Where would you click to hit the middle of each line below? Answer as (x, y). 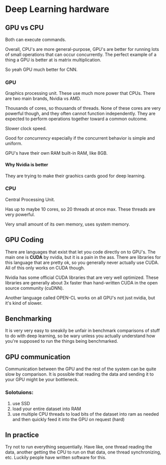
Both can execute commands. (36, 39)
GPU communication (38, 357)
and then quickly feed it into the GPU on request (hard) (69, 419)
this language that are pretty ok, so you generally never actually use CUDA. (82, 262)
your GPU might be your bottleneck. (42, 380)
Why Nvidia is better (27, 164)
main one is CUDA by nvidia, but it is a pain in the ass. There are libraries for (83, 257)
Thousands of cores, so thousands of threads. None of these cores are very (83, 108)
